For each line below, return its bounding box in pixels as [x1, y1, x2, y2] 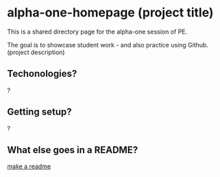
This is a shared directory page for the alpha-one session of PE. [7, 27, 188, 36]
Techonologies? [7, 68, 77, 80]
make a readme [7, 163, 51, 171]
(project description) [7, 48, 65, 56]
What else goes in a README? [7, 144, 138, 156]
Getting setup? [7, 106, 72, 118]
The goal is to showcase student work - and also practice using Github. [7, 40, 209, 49]
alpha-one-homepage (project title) [7, 5, 214, 21]
